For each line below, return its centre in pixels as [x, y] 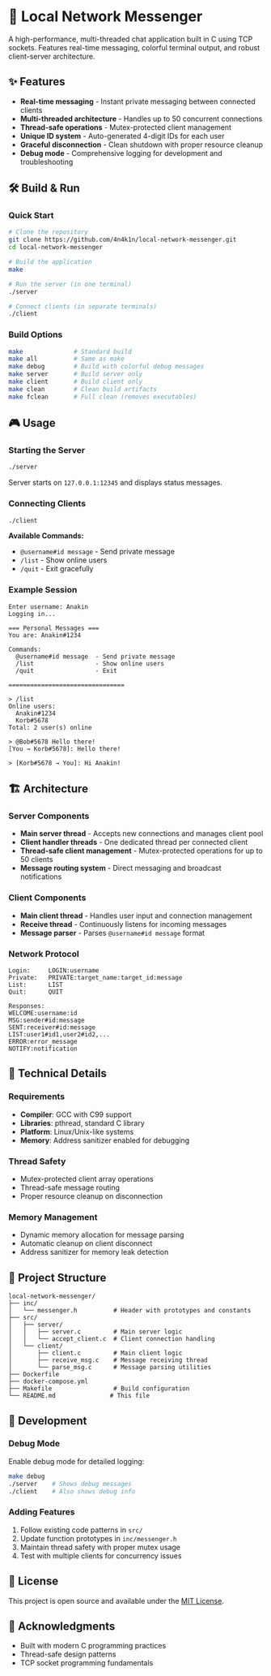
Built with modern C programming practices [93, 1646]
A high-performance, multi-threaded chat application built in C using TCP [131, 39]
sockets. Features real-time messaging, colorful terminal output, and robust [134, 47]
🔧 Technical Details [58, 1073]
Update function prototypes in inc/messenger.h [98, 1538]
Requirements [37, 1097]
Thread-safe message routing [70, 1187]
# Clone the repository [49, 232]
